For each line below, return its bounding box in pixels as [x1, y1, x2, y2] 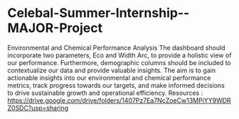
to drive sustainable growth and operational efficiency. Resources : [7, 89, 203, 97]
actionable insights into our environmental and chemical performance [7, 73, 211, 82]
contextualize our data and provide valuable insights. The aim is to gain [7, 66, 216, 74]
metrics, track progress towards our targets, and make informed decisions [7, 81, 225, 89]
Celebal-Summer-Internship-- [7, 5, 190, 21]
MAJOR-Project [7, 20, 103, 36]
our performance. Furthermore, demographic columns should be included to [7, 58, 231, 67]
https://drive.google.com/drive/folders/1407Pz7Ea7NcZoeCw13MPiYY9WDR [7, 96, 231, 104]
